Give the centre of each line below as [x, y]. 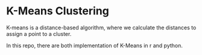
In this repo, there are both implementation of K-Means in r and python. [94, 45]
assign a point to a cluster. [39, 33]
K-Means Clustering [58, 11]
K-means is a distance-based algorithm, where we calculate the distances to [101, 27]
